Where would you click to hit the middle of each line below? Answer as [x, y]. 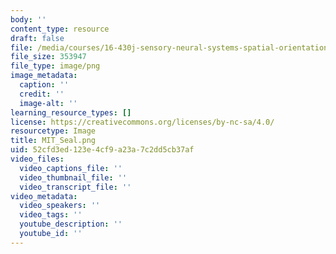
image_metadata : [44, 76]
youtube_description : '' [71, 224]
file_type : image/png [55, 66]
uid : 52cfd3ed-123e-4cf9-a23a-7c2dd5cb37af [102, 150]
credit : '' [42, 94]
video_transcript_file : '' [75, 187]
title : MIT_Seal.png [53, 141]
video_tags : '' [51, 215]
